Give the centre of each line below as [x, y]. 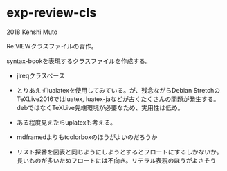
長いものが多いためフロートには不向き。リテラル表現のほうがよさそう [116, 160]
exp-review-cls [52, 13]
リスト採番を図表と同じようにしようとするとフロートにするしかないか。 [119, 152]
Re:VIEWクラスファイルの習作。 [52, 46]
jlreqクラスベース [40, 75]
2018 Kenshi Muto [32, 32]
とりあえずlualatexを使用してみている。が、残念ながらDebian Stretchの [118, 90]
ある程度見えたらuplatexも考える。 [66, 122]
